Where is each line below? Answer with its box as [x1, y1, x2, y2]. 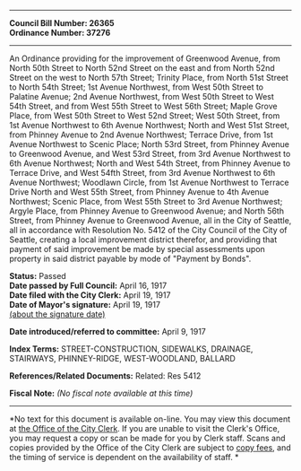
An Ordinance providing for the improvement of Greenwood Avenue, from [9, 53, 280, 64]
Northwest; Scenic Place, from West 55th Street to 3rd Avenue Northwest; [9, 196, 283, 206]
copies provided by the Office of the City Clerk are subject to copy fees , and [9, 442, 291, 453]
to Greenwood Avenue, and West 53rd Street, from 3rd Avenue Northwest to [9, 149, 291, 159]
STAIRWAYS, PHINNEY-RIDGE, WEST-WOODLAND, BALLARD [9, 353, 236, 363]
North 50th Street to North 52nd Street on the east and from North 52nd [9, 63, 275, 73]
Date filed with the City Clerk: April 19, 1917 [9, 290, 171, 301]
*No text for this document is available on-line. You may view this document [9, 414, 291, 424]
